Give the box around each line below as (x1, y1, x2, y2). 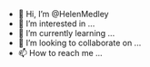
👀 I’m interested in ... (17, 18, 95, 29)
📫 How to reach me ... (17, 48, 103, 58)
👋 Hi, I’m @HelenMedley (17, 9, 109, 19)
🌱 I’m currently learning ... (17, 28, 115, 38)
